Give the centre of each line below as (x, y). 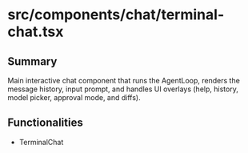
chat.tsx (36, 32)
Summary (32, 61)
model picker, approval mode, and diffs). (74, 97)
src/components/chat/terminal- (116, 15)
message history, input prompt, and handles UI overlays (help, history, (123, 89)
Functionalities (45, 123)
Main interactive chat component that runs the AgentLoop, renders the (124, 81)
